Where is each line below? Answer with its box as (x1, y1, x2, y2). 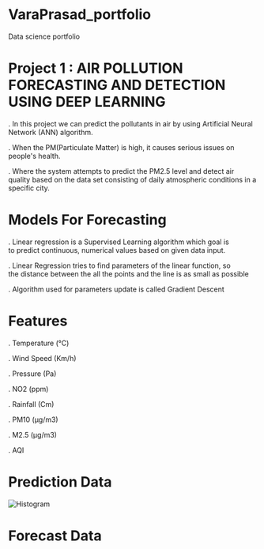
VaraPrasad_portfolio (8, 6, 152, 24)
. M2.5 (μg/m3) (8, 430, 58, 439)
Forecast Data (8, 527, 102, 544)
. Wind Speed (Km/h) (8, 353, 77, 363)
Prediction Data (8, 472, 112, 491)
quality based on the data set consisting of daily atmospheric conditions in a (8, 175, 257, 184)
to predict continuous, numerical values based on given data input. (8, 245, 226, 254)
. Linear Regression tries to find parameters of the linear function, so (8, 261, 231, 270)
